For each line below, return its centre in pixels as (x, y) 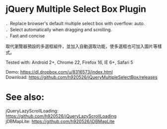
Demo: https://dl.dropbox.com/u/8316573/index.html (59, 72)
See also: (25, 97)
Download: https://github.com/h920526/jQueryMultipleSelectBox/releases (82, 77)
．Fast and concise (25, 36)
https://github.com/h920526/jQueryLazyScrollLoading (61, 116)
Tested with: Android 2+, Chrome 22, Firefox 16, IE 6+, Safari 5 (69, 62)
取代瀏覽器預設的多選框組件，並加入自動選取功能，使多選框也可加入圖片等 (82, 46)
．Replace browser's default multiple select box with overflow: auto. (75, 23)
